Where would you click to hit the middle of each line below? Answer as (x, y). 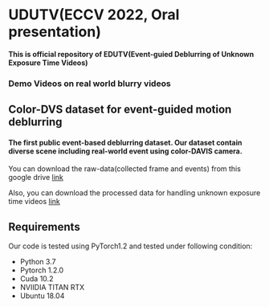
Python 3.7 (38, 262)
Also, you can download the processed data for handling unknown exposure (134, 193)
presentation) (55, 32)
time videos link (34, 202)
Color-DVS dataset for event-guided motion (120, 110)
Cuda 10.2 (37, 279)
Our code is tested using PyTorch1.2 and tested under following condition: (130, 246)
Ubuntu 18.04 (42, 296)
